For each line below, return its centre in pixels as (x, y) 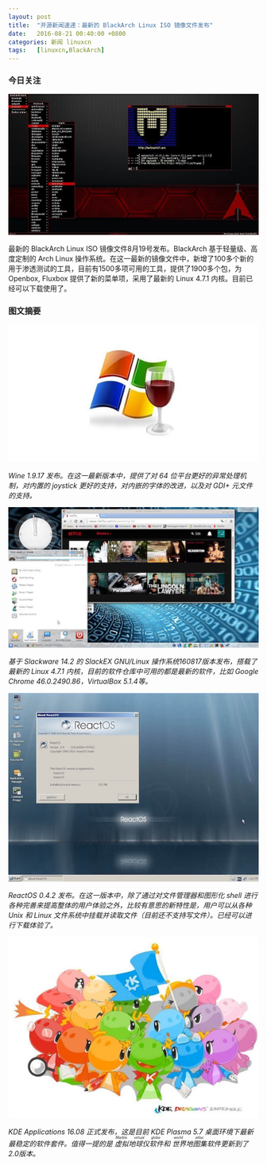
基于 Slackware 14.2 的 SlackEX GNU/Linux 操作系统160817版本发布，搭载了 (133, 662)
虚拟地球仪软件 (139, 1144)
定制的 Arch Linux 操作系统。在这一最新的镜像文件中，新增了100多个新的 (134, 258)
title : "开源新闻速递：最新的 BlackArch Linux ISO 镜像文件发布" (111, 25)
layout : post (30, 17)
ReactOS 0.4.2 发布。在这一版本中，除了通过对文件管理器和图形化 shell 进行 (133, 895)
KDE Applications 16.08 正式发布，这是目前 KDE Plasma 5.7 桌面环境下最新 (131, 1132)
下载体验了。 (36, 925)
